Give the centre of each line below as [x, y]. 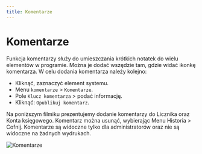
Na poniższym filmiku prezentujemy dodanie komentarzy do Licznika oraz [98, 114]
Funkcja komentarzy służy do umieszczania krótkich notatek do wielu [93, 59]
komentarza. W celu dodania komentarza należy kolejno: [77, 71]
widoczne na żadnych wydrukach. [49, 133]
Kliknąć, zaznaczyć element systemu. [62, 83]
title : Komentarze [29, 12]
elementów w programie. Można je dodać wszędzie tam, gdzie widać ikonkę [101, 65]
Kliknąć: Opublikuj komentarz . [52, 102]
